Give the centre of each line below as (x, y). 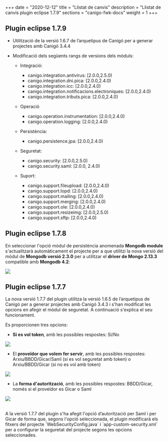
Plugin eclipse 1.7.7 (36, 287)
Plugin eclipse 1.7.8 (36, 234)
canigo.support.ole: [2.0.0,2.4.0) (61, 207)
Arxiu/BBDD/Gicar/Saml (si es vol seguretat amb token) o (72, 359)
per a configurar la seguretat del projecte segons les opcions (69, 430)
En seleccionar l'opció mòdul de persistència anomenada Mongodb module (84, 245)
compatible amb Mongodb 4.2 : (38, 262)
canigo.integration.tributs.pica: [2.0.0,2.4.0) (73, 97)
